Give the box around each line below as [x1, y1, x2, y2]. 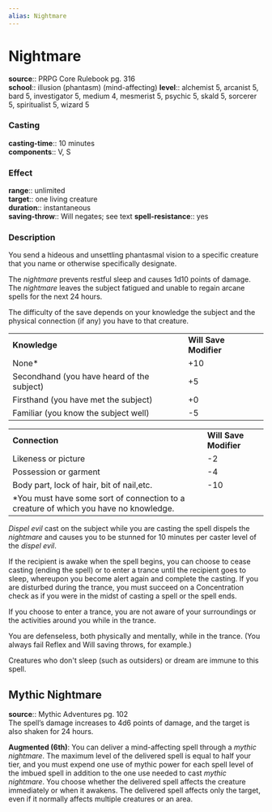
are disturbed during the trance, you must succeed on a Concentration [8, 582, 244, 593]
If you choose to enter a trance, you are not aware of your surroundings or [8, 607, 257, 617]
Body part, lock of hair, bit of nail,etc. [12, 480, 153, 491]
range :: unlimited [8, 186, 66, 196]
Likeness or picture [12, 453, 86, 464]
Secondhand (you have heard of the [12, 371, 150, 382]
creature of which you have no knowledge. [12, 503, 175, 514]
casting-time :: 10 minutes [8, 138, 96, 148]
